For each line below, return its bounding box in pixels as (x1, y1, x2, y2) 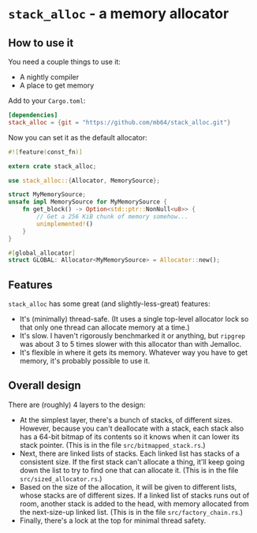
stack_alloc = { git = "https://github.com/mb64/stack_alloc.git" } (8, 118, 231, 126)
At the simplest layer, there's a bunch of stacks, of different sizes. (19, 415, 233, 424)
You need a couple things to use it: (8, 57, 121, 66)
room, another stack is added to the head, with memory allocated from (19, 498, 250, 509)
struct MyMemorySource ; (8, 191, 87, 199)
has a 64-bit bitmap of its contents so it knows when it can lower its (19, 431, 240, 442)
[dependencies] (8, 111, 58, 119)
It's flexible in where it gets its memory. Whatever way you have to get (19, 348, 248, 357)
